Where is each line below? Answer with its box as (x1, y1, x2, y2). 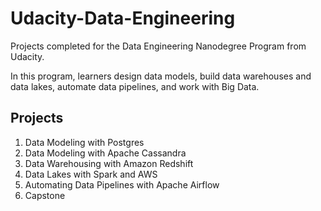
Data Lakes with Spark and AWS (24, 168, 158, 180)
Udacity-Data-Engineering (10, 7, 236, 30)
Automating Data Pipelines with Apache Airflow (24, 178, 220, 191)
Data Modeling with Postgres (24, 136, 145, 148)
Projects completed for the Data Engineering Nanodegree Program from (10, 40, 307, 52)
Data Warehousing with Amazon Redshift (24, 157, 194, 169)
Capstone (24, 189, 66, 201)
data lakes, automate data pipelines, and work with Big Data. (10, 80, 260, 92)
